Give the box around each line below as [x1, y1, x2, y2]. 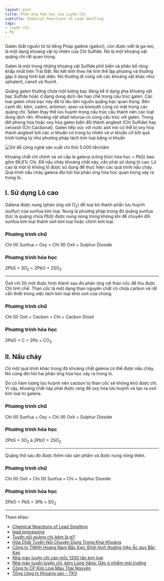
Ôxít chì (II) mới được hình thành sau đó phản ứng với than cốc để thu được [5, 280, 156, 286]
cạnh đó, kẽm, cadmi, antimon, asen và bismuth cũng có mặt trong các [5, 104, 148, 109]
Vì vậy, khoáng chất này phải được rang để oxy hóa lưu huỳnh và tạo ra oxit [5, 386, 157, 391]
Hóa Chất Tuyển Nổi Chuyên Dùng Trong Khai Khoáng [12, 539, 122, 545]
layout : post [5, 7, 32, 12]
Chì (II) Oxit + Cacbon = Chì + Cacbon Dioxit [5, 314, 94, 320]
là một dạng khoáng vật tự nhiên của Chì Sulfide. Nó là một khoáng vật [5, 48, 147, 54]
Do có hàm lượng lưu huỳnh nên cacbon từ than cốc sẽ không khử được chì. [5, 380, 158, 386]
